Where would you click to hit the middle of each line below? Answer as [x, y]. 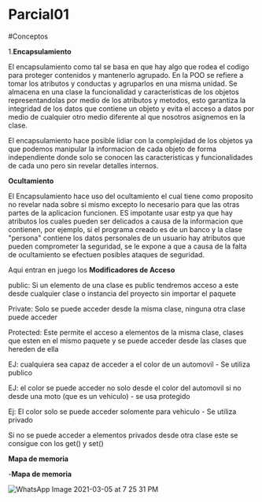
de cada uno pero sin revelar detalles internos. [83, 165]
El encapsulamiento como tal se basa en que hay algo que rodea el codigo [129, 66]
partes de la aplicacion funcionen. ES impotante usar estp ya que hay [121, 212]
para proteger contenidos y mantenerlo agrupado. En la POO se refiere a [126, 75]
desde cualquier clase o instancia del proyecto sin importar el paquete [122, 293]
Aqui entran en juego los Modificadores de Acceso [92, 270]
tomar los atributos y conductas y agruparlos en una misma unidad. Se [123, 83]
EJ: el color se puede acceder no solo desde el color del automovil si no [125, 388]
